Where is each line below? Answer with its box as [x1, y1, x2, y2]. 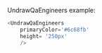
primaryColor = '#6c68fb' [20, 26, 90, 33]
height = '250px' [20, 33, 68, 40]
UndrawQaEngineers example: [7, 6, 96, 14]
